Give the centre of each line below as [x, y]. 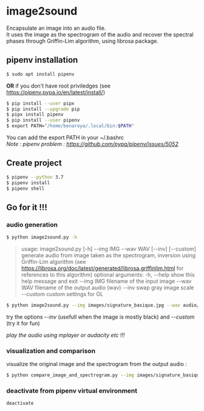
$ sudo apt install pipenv [40, 74]
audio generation [32, 224]
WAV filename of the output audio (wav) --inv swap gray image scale [107, 288]
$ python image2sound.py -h [42, 237]
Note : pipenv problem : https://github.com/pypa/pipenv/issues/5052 [93, 144]
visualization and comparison [51, 351]
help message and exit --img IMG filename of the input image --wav [106, 281]
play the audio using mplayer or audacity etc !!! [66, 335]
